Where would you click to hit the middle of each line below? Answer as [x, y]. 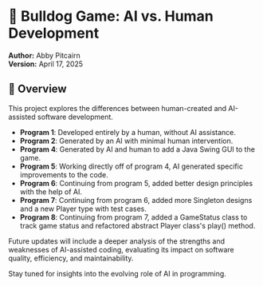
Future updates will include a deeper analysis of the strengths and [117, 241]
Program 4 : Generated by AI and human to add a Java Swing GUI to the [137, 149]
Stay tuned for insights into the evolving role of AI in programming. [118, 273]
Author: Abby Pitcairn [45, 55]
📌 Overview [37, 89]
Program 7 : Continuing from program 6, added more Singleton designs [136, 200]
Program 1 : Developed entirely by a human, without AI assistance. [128, 132]
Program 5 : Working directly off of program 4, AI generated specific [131, 166]
